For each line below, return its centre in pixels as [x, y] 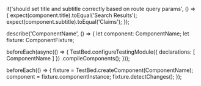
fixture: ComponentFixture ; [40, 40]
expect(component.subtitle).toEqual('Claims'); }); [68, 22]
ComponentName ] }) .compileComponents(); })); [68, 58]
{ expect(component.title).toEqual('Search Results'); [72, 15]
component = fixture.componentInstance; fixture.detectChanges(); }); [94, 77]
